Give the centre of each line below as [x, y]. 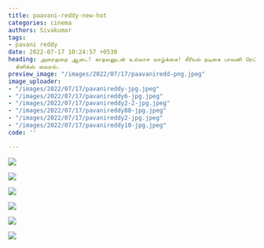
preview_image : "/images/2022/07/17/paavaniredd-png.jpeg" [107, 74]
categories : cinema [40, 23]
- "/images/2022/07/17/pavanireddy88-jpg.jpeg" [88, 111]
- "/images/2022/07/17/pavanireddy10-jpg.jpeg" [88, 125]
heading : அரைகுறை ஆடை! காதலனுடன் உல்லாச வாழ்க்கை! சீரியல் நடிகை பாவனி [125, 60]
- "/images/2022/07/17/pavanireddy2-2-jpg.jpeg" [89, 103]
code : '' [22, 132]
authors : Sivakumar [40, 30]
